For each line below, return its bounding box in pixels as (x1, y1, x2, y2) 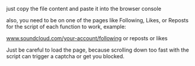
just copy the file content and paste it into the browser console (6, 5, 161, 12)
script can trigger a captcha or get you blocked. (6, 53, 125, 59)
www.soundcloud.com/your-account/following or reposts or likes (6, 35, 168, 41)
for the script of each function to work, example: (6, 23, 126, 30)
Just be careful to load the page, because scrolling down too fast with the (6, 46, 190, 53)
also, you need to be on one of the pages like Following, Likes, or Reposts (6, 17, 189, 23)
